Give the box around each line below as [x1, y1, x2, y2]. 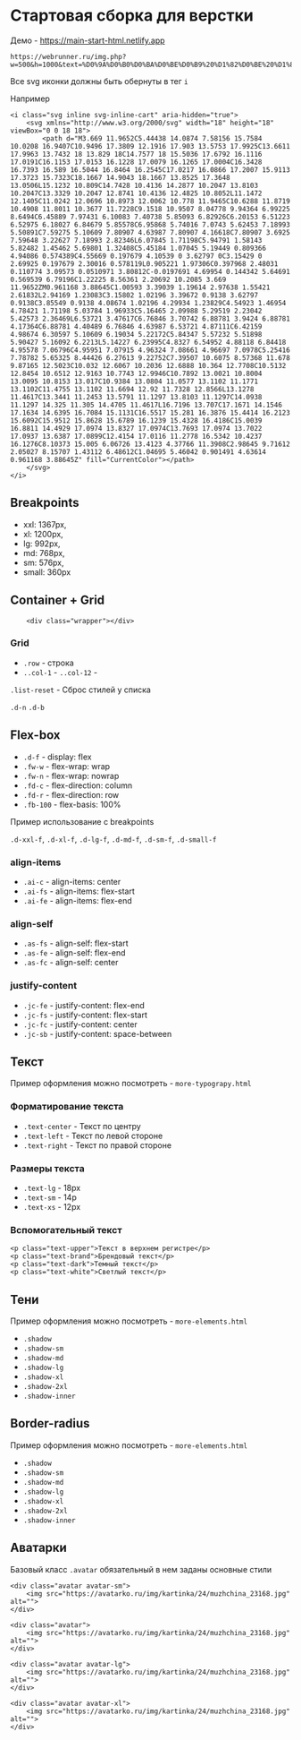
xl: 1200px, [22, 528, 63, 539]
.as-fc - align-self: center [22, 957, 119, 968]
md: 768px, [22, 547, 65, 558]
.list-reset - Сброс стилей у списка [10, 684, 151, 695]
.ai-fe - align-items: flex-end [22, 895, 132, 905]
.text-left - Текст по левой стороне [22, 1130, 163, 1141]
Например [10, 93, 50, 104]
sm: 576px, [22, 557, 65, 568]
